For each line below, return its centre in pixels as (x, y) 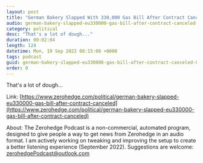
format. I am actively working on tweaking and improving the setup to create (101, 141)
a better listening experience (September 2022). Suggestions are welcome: (100, 147)
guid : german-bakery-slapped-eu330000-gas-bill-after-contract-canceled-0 (102, 62)
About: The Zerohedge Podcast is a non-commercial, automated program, (98, 128)
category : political (32, 29)
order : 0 (17, 68)
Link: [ (14, 97)
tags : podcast (24, 57)
